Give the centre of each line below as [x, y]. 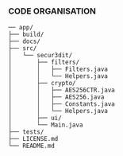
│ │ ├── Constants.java [61, 104]
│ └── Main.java [46, 125]
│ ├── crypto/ [42, 84]
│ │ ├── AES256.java [56, 97]
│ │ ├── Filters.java [58, 69]
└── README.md [32, 146]
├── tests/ [26, 132]
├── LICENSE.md [33, 139]
